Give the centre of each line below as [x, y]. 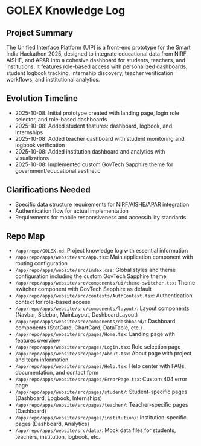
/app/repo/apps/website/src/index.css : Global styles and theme [95, 270]
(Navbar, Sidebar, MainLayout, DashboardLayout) [76, 315]
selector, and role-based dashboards [61, 119]
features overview [37, 341]
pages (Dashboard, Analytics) [52, 424]
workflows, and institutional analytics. [53, 79]
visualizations [32, 158]
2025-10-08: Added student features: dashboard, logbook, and [94, 126]
